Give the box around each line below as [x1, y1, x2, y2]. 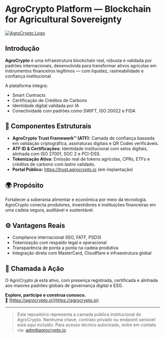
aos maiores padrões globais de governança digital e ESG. [5, 282, 124, 288]
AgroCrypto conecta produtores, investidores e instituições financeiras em [5, 202, 156, 208]
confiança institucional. [5, 73, 53, 79]
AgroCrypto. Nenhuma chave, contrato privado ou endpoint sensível [17, 317, 156, 322]
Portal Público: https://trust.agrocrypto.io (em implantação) [12, 166, 134, 172]
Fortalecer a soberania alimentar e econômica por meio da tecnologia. [5, 197, 147, 202]
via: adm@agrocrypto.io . [17, 327, 67, 333]
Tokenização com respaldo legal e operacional [12, 240, 107, 246]
